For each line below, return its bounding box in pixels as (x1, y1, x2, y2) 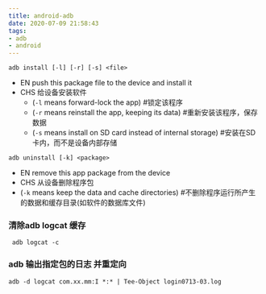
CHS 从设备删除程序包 (19, 178, 94, 188)
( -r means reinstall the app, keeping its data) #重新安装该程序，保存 (31, 108, 258, 118)
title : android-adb (8, 11, 74, 20)
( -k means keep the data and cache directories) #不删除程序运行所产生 (19, 188, 256, 197)
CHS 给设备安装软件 (19, 88, 87, 97)
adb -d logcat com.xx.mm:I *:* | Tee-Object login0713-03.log (8, 277, 222, 286)
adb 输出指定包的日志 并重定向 (8, 259, 127, 270)
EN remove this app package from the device (19, 168, 171, 178)
